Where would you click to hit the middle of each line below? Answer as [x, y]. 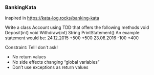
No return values [29, 57]
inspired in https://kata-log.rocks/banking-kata [52, 18]
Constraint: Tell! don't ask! [31, 48]
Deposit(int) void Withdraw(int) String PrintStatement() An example [72, 33]
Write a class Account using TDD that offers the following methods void [77, 27]
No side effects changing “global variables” [56, 62]
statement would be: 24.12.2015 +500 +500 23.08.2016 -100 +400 [72, 38]
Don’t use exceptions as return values [50, 67]
